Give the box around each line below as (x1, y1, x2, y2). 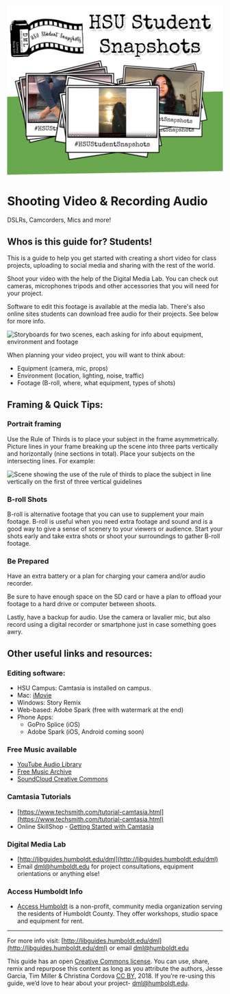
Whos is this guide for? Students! (7, 235, 153, 247)
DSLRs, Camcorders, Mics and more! (7, 216, 112, 224)
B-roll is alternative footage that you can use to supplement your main (7, 510, 204, 518)
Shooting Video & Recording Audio (7, 193, 208, 209)
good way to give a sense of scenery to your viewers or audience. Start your (7, 524, 223, 533)
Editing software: (7, 668, 66, 678)
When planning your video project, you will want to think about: (7, 351, 186, 359)
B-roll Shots (7, 494, 48, 504)
